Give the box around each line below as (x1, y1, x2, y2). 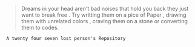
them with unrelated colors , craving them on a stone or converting (21, 18, 188, 24)
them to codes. (21, 24, 59, 31)
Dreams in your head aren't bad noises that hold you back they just (21, 5, 189, 12)
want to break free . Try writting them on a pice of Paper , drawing (21, 11, 187, 18)
